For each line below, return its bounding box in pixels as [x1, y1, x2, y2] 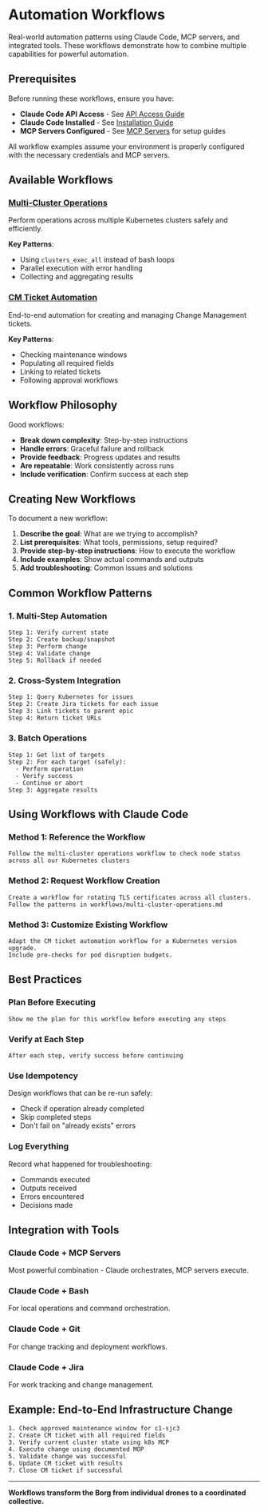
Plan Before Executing [8, 997, 96, 1008]
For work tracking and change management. [8, 1380, 154, 1390]
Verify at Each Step [8, 1033, 85, 1045]
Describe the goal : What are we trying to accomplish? [19, 529, 198, 539]
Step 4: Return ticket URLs [8, 714, 102, 722]
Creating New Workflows [8, 492, 136, 506]
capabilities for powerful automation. [8, 49, 129, 58]
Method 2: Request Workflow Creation [8, 875, 161, 886]
